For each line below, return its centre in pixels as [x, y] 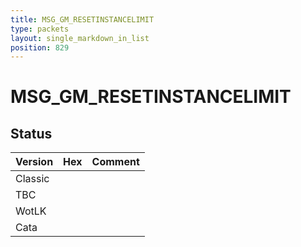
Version [34, 162]
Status [31, 133]
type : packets [40, 29]
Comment [115, 162]
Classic [32, 179]
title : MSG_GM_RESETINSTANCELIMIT [82, 19]
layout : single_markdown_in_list [80, 38]
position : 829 [40, 47]
